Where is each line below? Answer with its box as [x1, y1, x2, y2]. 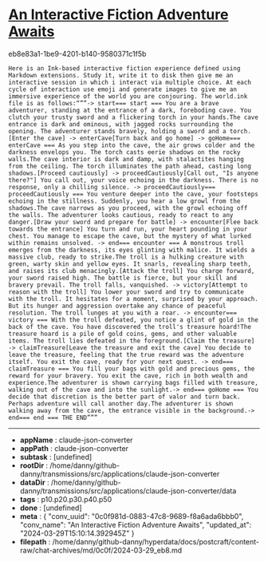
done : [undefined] [19, 503, 82, 513]
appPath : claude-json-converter [19, 443, 129, 453]
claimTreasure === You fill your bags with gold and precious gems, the [8, 365, 255, 373]
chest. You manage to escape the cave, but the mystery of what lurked [8, 232, 251, 240]
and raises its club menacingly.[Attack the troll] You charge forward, [8, 267, 255, 275]
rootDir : [19, 461, 49, 470]
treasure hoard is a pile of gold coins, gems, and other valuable [8, 330, 238, 338]
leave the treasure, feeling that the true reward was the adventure [8, 350, 245, 358]
